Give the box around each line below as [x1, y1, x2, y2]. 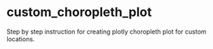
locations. [6, 34, 35, 43]
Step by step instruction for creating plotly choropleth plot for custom [6, 27, 207, 36]
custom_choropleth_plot [6, 4, 152, 20]
